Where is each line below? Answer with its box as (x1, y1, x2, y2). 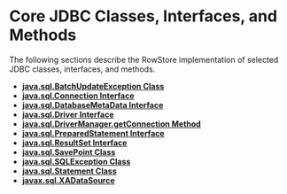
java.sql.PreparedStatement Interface (21, 128, 166, 138)
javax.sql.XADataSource (21, 175, 115, 185)
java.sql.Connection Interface (21, 90, 135, 101)
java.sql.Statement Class (21, 166, 117, 176)
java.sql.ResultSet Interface (21, 137, 128, 148)
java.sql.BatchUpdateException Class (21, 81, 165, 91)
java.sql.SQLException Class (21, 156, 131, 167)
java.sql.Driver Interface (21, 109, 114, 120)
